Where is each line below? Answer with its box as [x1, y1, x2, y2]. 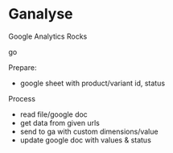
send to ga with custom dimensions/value [19, 126, 159, 136]
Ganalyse [8, 5, 74, 23]
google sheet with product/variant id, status [19, 78, 166, 88]
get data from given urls [19, 118, 101, 127]
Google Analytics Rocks [8, 31, 88, 41]
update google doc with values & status [19, 134, 151, 145]
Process [8, 93, 36, 103]
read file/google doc [19, 110, 89, 119]
